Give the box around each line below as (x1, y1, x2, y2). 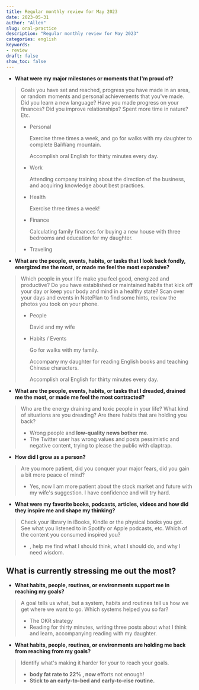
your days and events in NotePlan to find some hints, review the (20, 294, 176, 301)
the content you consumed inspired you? (20, 531, 121, 538)
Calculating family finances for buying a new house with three (29, 228, 181, 235)
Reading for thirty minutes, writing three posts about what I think (29, 623, 187, 631)
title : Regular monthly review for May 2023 (6, 8, 118, 15)
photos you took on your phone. (20, 300, 99, 307)
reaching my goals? (14, 588, 65, 595)
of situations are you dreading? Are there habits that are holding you (20, 411, 187, 418)
